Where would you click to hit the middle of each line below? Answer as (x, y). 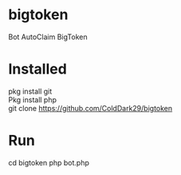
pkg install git (30, 91)
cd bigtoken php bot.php (49, 162)
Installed (38, 69)
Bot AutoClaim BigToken (48, 37)
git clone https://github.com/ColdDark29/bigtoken (90, 108)
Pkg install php (33, 99)
